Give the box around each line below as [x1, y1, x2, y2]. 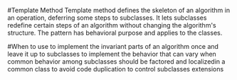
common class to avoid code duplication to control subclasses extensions [7, 65, 224, 73]
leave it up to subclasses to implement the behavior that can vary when [7, 50, 217, 58]
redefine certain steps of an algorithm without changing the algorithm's [7, 21, 216, 29]
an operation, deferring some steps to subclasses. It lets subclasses [7, 13, 207, 22]
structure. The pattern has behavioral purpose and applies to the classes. [7, 28, 223, 37]
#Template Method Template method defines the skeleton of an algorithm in [7, 6, 230, 14]
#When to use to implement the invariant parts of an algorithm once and [7, 42, 219, 50]
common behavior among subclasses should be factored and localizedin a [7, 57, 226, 66]
